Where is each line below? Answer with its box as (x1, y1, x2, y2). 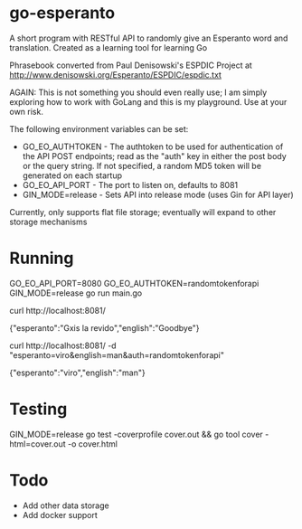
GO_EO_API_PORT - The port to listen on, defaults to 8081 (22, 179, 239, 190)
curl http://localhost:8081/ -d (9, 340, 117, 351)
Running (9, 248, 74, 269)
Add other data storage (22, 500, 110, 511)
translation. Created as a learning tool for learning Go (9, 42, 208, 52)
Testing (9, 399, 68, 420)
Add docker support (22, 509, 98, 520)
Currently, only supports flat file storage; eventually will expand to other (9, 206, 277, 217)
